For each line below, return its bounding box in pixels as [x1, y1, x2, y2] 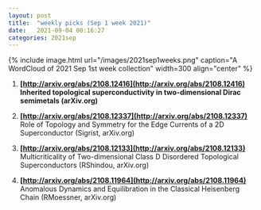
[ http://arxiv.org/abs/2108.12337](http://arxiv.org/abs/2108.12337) [19, 112, 248, 121]
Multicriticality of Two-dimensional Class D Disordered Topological [19, 152, 239, 162]
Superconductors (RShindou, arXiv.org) [19, 160, 150, 170]
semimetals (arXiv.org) [19, 96, 98, 105]
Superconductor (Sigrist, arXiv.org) [19, 128, 135, 138]
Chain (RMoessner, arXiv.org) [19, 193, 117, 202]
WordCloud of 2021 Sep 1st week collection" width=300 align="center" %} [8, 64, 253, 74]
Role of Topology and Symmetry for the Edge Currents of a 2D [19, 120, 224, 129]
